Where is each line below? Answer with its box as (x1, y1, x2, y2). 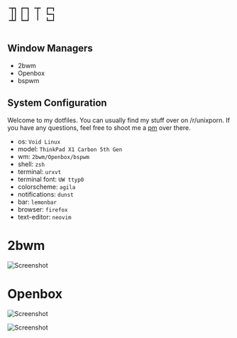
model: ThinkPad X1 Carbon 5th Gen (17, 144, 123, 153)
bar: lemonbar (17, 197, 57, 206)
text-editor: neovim (17, 212, 72, 221)
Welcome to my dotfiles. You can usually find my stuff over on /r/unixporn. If (7, 116, 231, 124)
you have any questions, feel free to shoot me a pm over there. (7, 123, 191, 132)
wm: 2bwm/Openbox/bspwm (17, 152, 90, 160)
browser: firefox (17, 205, 68, 214)
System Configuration (7, 97, 108, 109)
